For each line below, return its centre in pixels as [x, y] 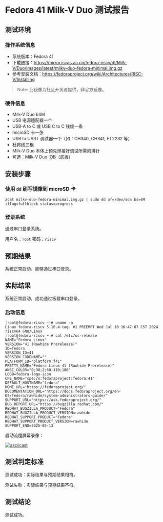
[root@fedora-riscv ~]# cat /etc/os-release [51, 336]
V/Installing [23, 79]
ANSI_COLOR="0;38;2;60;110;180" [38, 370]
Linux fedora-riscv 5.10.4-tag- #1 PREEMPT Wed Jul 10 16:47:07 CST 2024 [82, 327]
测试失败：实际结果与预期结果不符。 [41, 485]
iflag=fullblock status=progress [39, 204]
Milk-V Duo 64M [29, 114]
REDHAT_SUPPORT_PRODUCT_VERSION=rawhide [47, 422]
